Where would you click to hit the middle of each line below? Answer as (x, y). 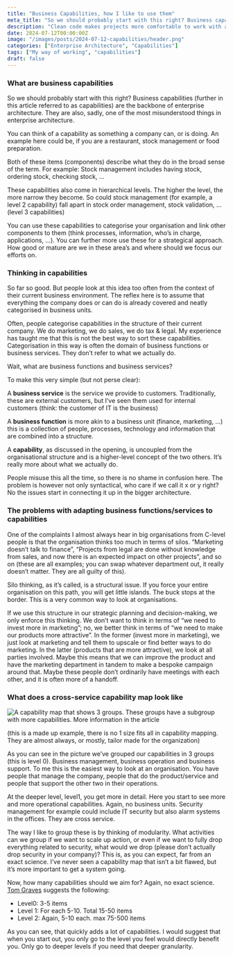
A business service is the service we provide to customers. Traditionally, (112, 393)
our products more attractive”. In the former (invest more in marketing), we (113, 635)
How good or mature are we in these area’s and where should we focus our (114, 248)
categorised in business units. (50, 310)
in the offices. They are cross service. (61, 818)
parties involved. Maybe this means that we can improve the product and (112, 657)
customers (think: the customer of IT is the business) (83, 408)
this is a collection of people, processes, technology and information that (111, 429)
